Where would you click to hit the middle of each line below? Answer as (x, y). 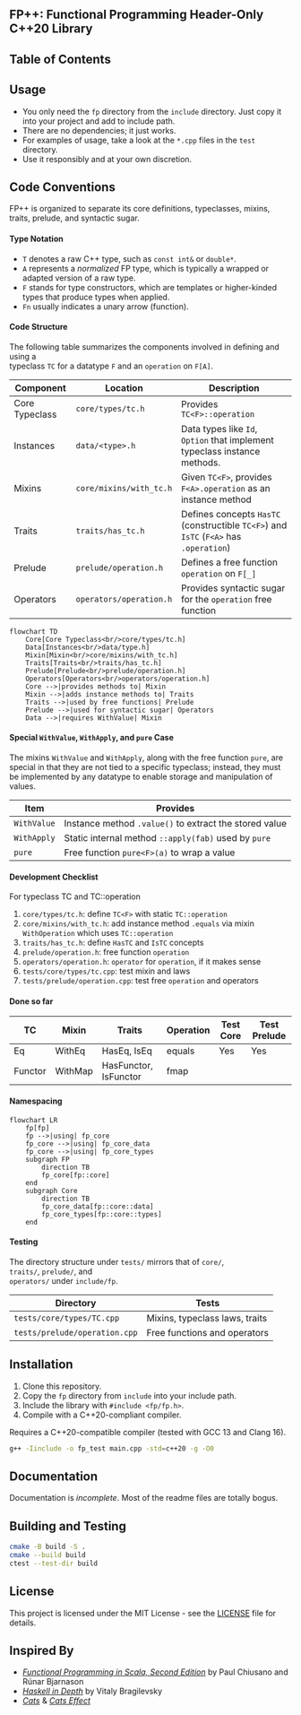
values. (22, 786)
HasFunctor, (128, 1066)
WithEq (70, 1051)
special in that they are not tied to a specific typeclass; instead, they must (145, 767)
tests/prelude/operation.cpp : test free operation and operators (140, 981)
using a (23, 356)
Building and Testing (68, 1526)
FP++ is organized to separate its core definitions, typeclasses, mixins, (140, 209)
